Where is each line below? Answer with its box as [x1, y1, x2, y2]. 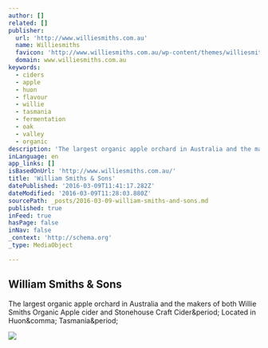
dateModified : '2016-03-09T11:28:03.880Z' [8, 189, 152, 197]
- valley [15, 130, 45, 138]
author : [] [8, 11, 45, 20]
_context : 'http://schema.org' [8, 234, 112, 242]
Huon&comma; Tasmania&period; [8, 315, 118, 325]
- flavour [15, 93, 48, 101]
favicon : [15, 49, 45, 57]
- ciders [15, 71, 45, 79]
